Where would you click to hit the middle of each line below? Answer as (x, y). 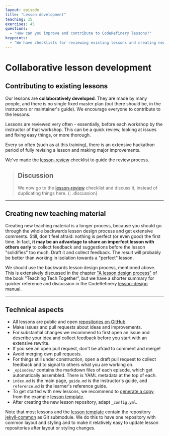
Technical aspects (34, 310)
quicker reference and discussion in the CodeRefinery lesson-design (76, 284)
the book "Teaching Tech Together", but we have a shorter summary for (80, 278)
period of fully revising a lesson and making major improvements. (73, 150)
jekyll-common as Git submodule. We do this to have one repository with (80, 417)
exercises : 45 (20, 24)
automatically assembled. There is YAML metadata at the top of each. (84, 376)
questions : (17, 29)
